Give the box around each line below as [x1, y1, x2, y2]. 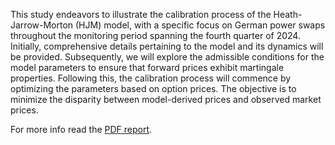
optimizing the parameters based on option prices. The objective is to [10, 83, 297, 94]
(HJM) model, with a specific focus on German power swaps [74, 19, 326, 31]
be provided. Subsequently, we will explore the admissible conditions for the [10, 51, 325, 63]
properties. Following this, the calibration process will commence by [10, 72, 292, 84]
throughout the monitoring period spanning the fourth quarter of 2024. [10, 30, 301, 41]
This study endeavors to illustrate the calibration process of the [10, 9, 272, 20]
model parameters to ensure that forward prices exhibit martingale [10, 62, 285, 73]
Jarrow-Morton [10, 19, 74, 31]
